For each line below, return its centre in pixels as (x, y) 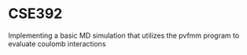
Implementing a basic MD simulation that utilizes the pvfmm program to (124, 35)
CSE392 (35, 14)
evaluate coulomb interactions (57, 43)
